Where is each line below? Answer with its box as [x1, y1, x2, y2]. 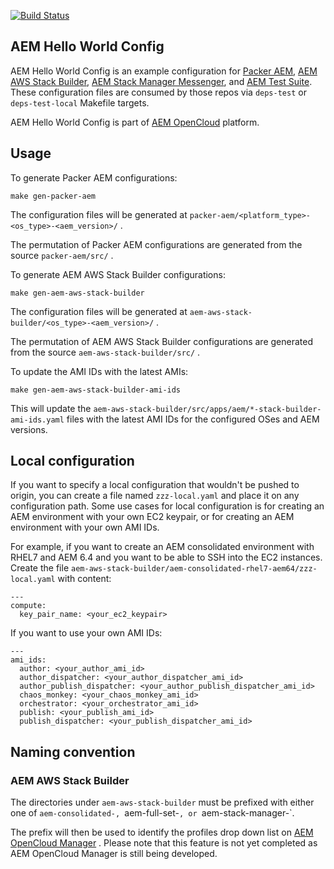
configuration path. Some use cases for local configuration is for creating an [10, 500, 325, 512]
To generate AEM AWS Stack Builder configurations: [10, 268, 226, 280]
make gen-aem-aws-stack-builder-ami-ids [10, 385, 182, 395]
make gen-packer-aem [10, 191, 97, 201]
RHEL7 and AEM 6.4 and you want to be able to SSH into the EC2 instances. [10, 551, 323, 564]
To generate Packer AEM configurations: [10, 171, 178, 184]
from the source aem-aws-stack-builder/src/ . [10, 346, 201, 358]
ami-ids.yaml [10, 415, 65, 425]
